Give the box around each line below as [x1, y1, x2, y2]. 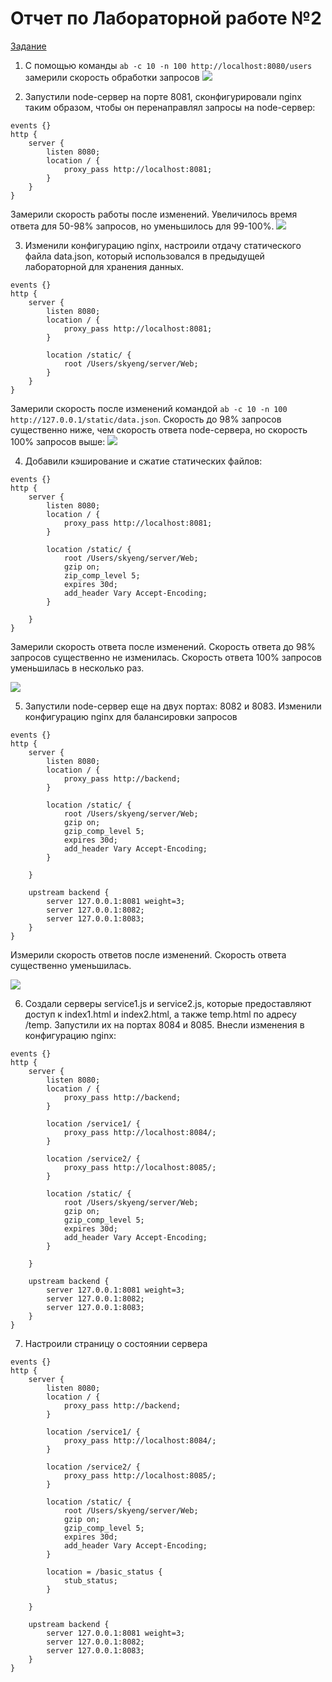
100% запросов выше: [10, 435, 106, 447]
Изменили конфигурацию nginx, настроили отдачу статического [24, 239, 302, 251]
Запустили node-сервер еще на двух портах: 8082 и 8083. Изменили [24, 700, 322, 712]
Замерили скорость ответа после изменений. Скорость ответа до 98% [10, 640, 316, 652]
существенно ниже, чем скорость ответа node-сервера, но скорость [10, 423, 308, 436]
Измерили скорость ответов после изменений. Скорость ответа [10, 948, 287, 961]
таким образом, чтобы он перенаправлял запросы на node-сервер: [24, 101, 316, 113]
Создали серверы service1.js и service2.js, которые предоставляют [24, 997, 312, 1009]
